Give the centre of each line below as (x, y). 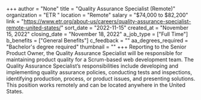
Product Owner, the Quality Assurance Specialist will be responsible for (94, 53)
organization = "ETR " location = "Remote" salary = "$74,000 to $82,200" (97, 15)
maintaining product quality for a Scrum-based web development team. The (100, 60)
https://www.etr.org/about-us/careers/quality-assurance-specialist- (107, 21)
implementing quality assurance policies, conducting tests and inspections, (99, 72)
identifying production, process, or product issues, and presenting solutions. (101, 78)
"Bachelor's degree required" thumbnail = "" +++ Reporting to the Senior (96, 47)
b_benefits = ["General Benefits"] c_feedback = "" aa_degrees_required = (97, 40)
